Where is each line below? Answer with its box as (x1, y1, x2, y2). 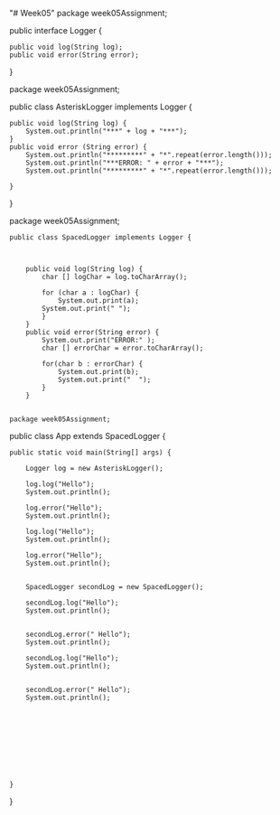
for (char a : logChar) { (42, 288, 140, 297)
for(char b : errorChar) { (42, 360, 144, 369)
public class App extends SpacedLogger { (9, 431, 166, 441)
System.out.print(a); (57, 296, 140, 305)
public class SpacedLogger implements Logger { (9, 233, 192, 242)
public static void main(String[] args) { (9, 448, 172, 457)
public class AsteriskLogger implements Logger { (9, 101, 192, 112)
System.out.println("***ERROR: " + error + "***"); (25, 158, 224, 167)
